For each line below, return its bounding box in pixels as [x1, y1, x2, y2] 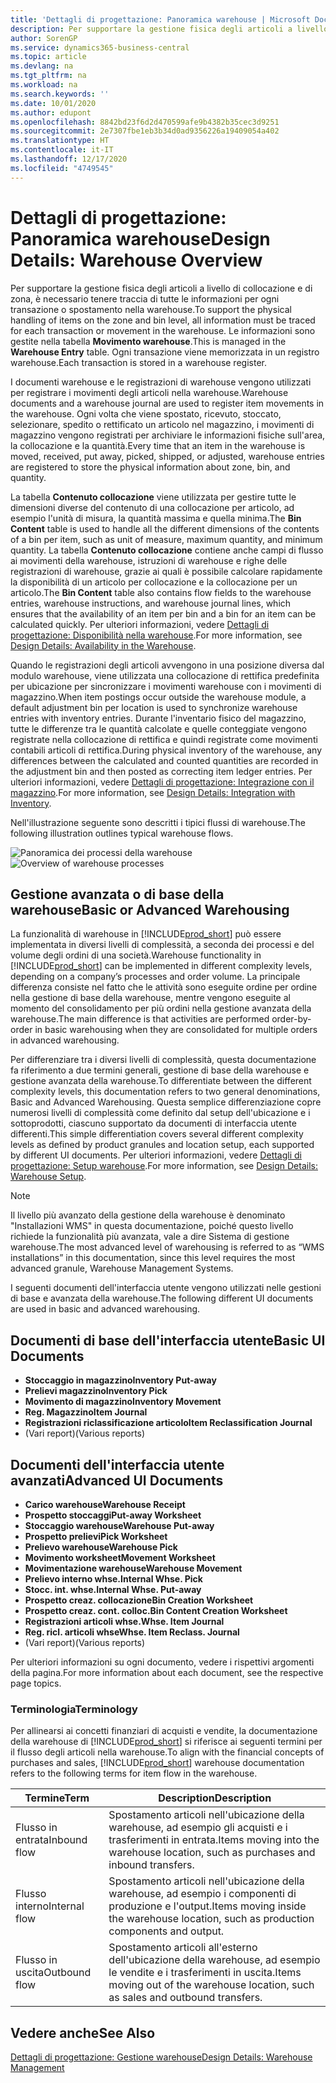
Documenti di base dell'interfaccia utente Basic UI [10, 1332, 326, 1349]
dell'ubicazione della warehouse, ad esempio [108, 1953, 321, 1967]
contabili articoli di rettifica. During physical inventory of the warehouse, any [10, 744, 323, 756]
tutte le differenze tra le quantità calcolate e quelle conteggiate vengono [10, 722, 308, 735]
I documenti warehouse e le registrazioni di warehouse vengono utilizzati [10, 376, 312, 388]
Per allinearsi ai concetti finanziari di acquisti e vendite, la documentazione [10, 1725, 318, 1737]
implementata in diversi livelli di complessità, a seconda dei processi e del [10, 939, 315, 951]
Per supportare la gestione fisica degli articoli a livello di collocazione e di [10, 282, 313, 294]
